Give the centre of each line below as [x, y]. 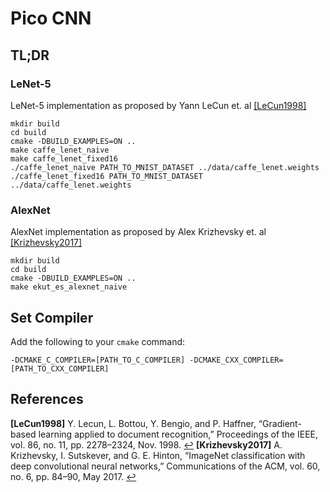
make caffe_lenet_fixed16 [64, 158]
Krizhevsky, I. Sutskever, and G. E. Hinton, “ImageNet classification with [158, 455]
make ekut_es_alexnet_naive [69, 287]
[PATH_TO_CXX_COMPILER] [60, 368]
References [47, 399]
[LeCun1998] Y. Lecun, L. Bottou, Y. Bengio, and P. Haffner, [133, 423]
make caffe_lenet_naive [60, 150]
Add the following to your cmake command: [98, 341]
